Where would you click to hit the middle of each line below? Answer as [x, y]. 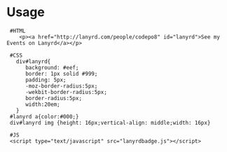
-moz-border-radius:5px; [61, 86]
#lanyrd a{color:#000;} [44, 116]
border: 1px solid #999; [61, 74]
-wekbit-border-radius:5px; [66, 92]
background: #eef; [52, 67]
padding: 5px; [46, 80]
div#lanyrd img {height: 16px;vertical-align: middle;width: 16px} [110, 123]
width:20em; [42, 104]
